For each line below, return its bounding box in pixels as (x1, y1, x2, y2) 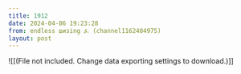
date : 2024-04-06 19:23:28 (8, 19, 99, 27)
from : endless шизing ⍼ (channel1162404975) (8, 27, 161, 35)
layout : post (8, 34, 52, 43)
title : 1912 (8, 11, 48, 20)
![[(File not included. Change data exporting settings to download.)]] (8, 56, 235, 66)
